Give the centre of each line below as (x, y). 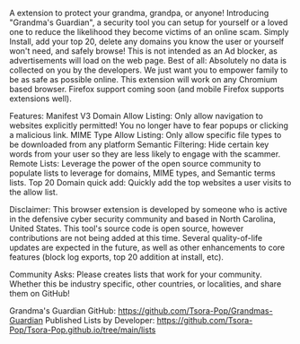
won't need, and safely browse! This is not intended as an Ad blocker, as (144, 51)
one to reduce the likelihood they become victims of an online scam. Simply (149, 32)
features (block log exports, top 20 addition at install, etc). (117, 257)
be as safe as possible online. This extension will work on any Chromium (144, 79)
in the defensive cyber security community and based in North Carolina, (142, 219)
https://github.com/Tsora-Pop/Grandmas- (195, 311)
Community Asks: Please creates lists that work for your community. (136, 274)
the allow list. (34, 192)
